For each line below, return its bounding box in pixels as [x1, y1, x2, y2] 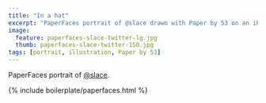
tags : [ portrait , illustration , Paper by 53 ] [8, 48, 161, 56]
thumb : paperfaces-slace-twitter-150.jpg [15, 41, 154, 49]
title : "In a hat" [8, 11, 69, 20]
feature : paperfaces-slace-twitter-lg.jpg [15, 33, 158, 42]
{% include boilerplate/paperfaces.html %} [8, 86, 148, 95]
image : [8, 26, 30, 34]
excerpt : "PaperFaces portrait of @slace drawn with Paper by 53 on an [8, 19, 249, 27]
